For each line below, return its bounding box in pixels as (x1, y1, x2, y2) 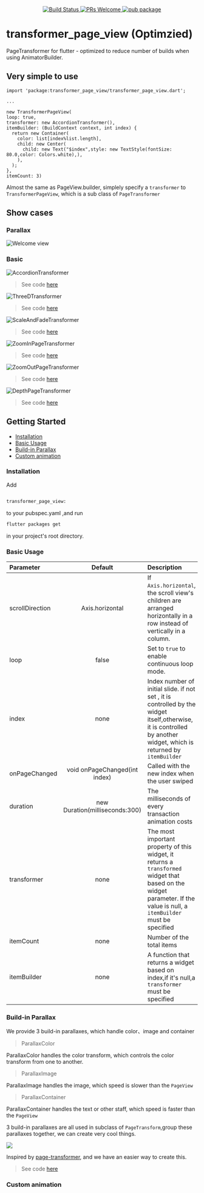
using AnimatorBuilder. (6, 54, 64, 61)
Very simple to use (6, 71, 79, 82)
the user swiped (147, 777, 193, 785)
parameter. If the (147, 894, 195, 902)
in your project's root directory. (6, 532, 84, 540)
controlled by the (147, 700, 196, 708)
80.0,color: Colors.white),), (6, 151, 83, 158)
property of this (147, 842, 192, 850)
